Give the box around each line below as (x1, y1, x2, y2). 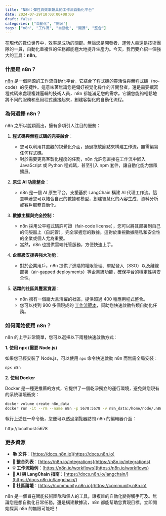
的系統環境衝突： (5, 391, 40, 397)
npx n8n (5, 365, 21, 370)
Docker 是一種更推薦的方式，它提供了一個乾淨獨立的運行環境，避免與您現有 (5, 385, 160, 391)
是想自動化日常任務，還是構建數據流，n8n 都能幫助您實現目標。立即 (13, 499, 153, 505)
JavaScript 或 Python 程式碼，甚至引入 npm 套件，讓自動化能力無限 (19, 162, 158, 168)
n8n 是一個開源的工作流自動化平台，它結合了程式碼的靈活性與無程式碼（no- (5, 78, 160, 84)
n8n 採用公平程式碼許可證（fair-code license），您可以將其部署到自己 (19, 223, 161, 229)
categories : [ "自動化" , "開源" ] (5, 21, 68, 26)
